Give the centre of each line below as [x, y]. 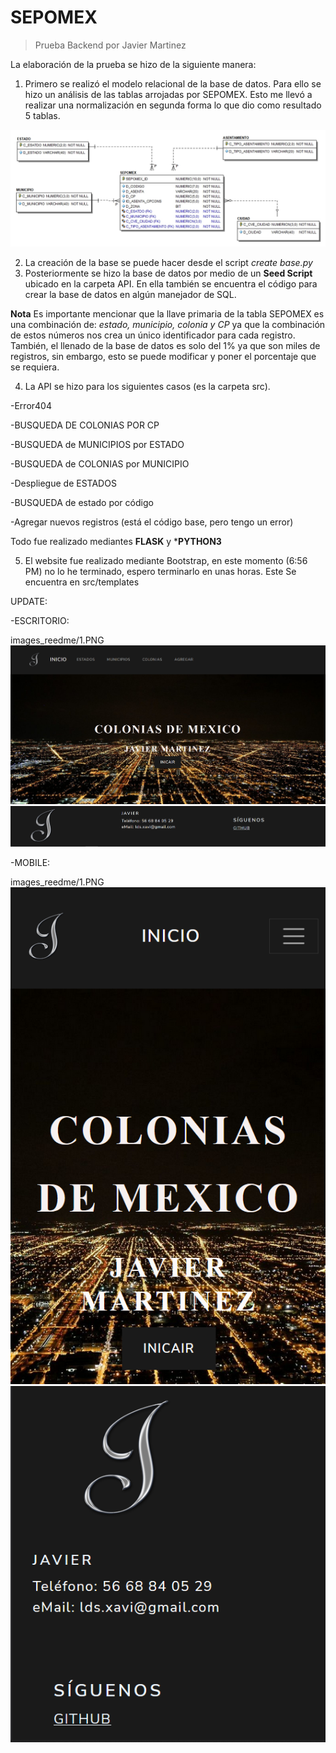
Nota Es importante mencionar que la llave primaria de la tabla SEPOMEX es [167, 313]
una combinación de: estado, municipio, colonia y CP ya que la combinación [168, 324]
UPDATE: [29, 601]
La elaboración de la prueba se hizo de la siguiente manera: [133, 64]
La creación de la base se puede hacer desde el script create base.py [168, 262]
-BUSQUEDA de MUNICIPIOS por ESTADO [97, 444]
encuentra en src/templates [82, 582]
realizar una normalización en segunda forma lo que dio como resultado [173, 105]
